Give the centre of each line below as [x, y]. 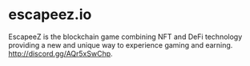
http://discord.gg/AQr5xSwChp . [61, 53]
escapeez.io [50, 15]
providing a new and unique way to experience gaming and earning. [121, 45]
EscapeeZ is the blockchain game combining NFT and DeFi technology [125, 37]
